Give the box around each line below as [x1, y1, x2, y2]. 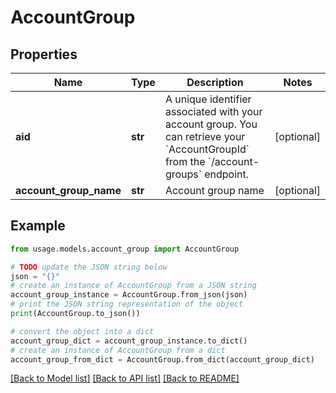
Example [10, 217, 66, 235]
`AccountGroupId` [164, 142, 250, 156]
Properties [10, 46, 78, 63]
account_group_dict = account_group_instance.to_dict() [10, 336, 248, 346]
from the [164, 155, 206, 168]
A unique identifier [164, 92, 252, 106]
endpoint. [204, 167, 250, 181]
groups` [164, 167, 202, 181]
